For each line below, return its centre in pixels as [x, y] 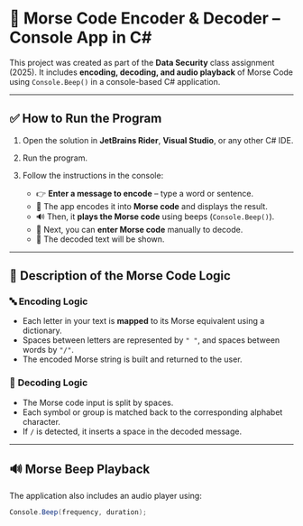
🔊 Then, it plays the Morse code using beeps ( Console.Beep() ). [155, 217]
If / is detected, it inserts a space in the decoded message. [132, 431]
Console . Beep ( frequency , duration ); [78, 512]
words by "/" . [48, 350]
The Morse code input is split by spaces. [98, 402]
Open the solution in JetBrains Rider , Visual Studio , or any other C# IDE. [158, 140]
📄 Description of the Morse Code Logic [120, 276]
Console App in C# [81, 37]
